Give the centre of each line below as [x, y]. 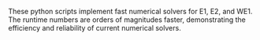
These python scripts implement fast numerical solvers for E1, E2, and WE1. [130, 11]
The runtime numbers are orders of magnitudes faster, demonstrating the [127, 20]
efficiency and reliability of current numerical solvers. [95, 28]
